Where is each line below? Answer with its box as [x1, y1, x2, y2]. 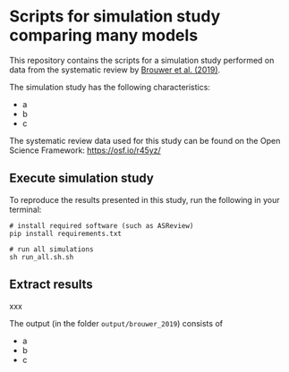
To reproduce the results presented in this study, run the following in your [9, 194, 280, 205]
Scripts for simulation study [9, 6, 221, 27]
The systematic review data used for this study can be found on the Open [9, 135, 281, 146]
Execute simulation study [9, 171, 154, 186]
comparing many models [9, 25, 199, 46]
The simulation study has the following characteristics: [9, 81, 210, 92]
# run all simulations [9, 244, 94, 254]
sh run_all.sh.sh [9, 252, 74, 261]
